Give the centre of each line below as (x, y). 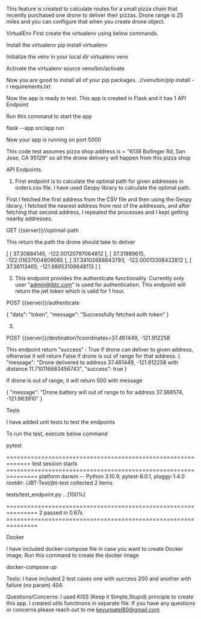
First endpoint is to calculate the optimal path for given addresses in (99, 181)
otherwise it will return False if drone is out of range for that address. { (93, 356)
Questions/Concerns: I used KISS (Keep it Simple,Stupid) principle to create (100, 597)
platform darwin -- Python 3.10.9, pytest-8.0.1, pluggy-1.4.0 (112, 476)
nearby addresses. (29, 219)
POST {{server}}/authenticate (43, 303)
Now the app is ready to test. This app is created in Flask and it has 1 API (96, 98)
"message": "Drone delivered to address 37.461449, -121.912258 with (92, 362)
